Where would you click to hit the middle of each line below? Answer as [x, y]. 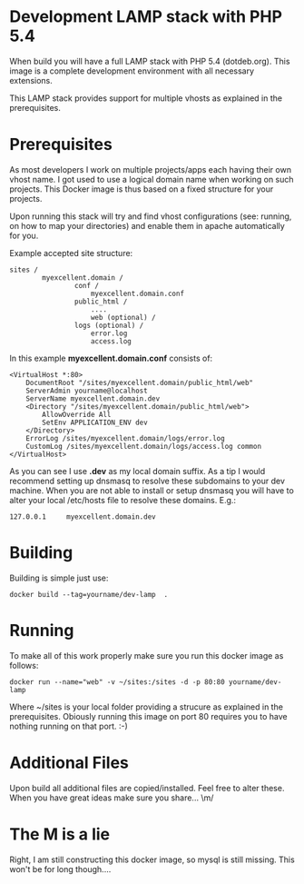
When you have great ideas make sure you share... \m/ [112, 798]
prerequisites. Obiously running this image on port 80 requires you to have [148, 716]
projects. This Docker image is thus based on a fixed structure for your [142, 189]
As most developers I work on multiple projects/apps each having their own [151, 169]
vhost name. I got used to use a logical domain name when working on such [152, 179]
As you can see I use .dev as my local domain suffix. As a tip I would [137, 471]
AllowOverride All [77, 414]
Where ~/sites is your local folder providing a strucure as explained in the [147, 707]
